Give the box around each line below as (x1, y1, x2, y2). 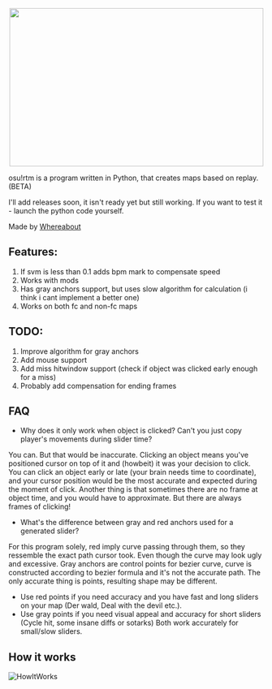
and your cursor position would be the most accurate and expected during (8, 476, 257, 486)
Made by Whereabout (8, 222, 81, 231)
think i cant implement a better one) (19, 292, 140, 302)
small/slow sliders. (19, 627, 83, 636)
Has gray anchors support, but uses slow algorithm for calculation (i (19, 284, 248, 294)
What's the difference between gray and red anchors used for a (19, 518, 234, 528)
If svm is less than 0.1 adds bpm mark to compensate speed (19, 266, 221, 276)
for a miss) (19, 372, 57, 381)
